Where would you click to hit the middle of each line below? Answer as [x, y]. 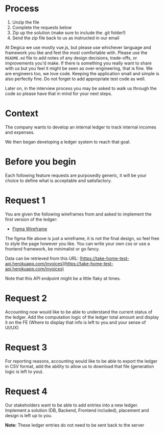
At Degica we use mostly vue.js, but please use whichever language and [78, 47]
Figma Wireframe [30, 229]
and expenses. [20, 132]
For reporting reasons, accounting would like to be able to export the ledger [81, 361]
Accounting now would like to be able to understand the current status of [79, 312]
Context [22, 113]
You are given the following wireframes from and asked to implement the [78, 214]
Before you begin [41, 162]
